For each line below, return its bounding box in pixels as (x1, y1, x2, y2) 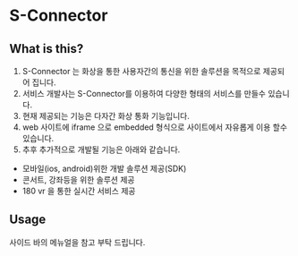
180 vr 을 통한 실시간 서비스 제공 (21, 185, 136, 196)
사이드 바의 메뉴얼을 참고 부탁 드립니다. (9, 236, 146, 247)
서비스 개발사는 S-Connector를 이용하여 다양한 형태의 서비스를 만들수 (21, 89, 267, 98)
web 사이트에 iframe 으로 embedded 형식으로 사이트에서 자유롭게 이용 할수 (21, 122, 288, 132)
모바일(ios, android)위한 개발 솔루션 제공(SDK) (21, 163, 187, 174)
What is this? (9, 41, 84, 56)
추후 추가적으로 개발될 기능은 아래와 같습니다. (21, 144, 181, 155)
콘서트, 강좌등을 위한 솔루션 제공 (21, 175, 135, 184)
